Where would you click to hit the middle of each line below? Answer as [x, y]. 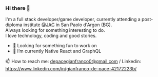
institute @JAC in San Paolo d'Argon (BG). [68, 25]
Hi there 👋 [18, 8]
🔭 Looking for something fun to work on [55, 46]
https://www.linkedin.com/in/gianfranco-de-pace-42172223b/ [71, 69]
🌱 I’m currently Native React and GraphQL [57, 51]
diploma [14, 25]
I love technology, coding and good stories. [51, 36]
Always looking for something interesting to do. [55, 30]
